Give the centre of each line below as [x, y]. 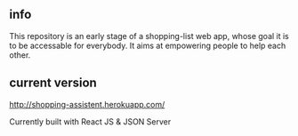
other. [20, 55]
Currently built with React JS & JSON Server [90, 121]
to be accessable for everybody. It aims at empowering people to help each [148, 45]
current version [53, 83]
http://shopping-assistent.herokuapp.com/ [87, 104]
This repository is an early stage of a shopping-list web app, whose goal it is [149, 36]
